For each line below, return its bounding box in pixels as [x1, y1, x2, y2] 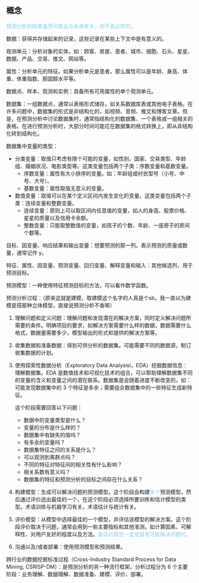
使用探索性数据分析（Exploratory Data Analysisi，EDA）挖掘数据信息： [14, 361, 188, 369]
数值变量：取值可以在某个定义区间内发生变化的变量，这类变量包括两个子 [14, 192, 191, 199]
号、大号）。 [23, 177, 53, 184]
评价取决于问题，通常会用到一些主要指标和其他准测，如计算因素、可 [20, 523, 187, 530]
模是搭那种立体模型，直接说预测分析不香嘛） [6, 302, 115, 309]
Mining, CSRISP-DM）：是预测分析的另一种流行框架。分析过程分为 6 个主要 [6, 563, 188, 570]
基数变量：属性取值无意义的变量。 [23, 184, 107, 191]
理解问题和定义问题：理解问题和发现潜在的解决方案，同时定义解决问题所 [14, 314, 191, 321]
